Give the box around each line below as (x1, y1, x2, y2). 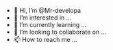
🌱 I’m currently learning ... (13, 21, 87, 28)
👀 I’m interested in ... (13, 14, 72, 22)
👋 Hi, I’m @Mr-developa (13, 7, 81, 14)
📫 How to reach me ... (13, 36, 77, 43)
